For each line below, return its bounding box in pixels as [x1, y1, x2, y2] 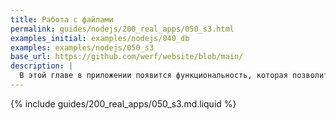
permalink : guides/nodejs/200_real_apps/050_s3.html [10, 24, 235, 34]
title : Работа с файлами [10, 14, 114, 25]
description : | [10, 61, 74, 71]
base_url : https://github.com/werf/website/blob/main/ [10, 52, 244, 62]
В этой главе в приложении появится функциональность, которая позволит [19, 71, 329, 81]
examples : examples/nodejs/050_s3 [10, 42, 155, 53]
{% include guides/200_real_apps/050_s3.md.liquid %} [10, 97, 237, 110]
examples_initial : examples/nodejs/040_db [10, 33, 190, 43]
